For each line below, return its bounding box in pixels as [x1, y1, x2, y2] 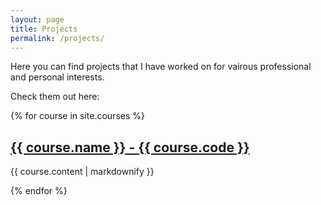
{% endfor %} [10, 185, 68, 197]
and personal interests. [10, 71, 105, 83]
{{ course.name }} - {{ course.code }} [10, 139, 250, 156]
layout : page [10, 14, 65, 25]
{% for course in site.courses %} [10, 110, 146, 122]
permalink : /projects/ [10, 33, 105, 43]
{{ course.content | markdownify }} [10, 166, 155, 178]
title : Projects [10, 24, 78, 34]
